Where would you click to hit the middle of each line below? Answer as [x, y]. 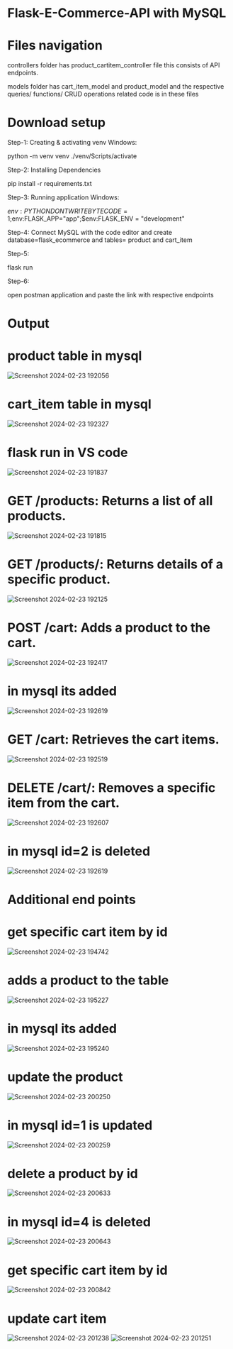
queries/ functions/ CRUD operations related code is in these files [103, 94]
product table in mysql [75, 356]
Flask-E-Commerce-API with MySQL [117, 13]
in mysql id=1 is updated [80, 1125]
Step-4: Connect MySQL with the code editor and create [90, 233]
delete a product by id [73, 1173]
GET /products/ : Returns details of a [115, 565]
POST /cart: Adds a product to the [109, 628]
